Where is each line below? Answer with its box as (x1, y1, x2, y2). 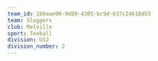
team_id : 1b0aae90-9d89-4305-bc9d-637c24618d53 (7, 10, 152, 18)
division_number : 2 (7, 43, 65, 50)
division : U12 (7, 36, 50, 43)
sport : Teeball (7, 29, 53, 37)
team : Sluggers (7, 17, 53, 24)
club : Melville (7, 23, 53, 30)
